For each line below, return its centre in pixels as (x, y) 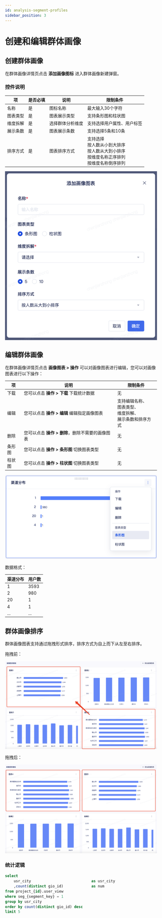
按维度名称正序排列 (106, 157)
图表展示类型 (62, 115)
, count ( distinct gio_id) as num (59, 886)
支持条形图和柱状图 (106, 115)
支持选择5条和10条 (106, 131)
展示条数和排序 (132, 419)
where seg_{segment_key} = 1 (34, 896)
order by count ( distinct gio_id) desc (44, 907)
